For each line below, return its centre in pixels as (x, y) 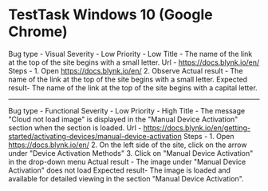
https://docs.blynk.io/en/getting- (197, 127)
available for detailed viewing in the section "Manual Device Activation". (126, 178)
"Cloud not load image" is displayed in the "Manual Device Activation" (123, 119)
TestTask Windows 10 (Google (110, 15)
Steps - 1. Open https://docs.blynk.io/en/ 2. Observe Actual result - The (126, 70)
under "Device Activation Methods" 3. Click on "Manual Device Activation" (131, 153)
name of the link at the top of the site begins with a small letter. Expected (128, 79)
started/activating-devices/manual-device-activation (95, 136)
